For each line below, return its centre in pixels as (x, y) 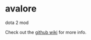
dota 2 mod (17, 22)
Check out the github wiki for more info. (46, 32)
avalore (21, 9)
